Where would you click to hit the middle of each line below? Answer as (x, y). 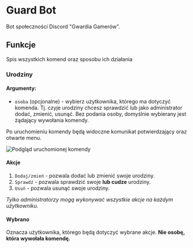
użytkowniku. (22, 206)
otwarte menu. (24, 138)
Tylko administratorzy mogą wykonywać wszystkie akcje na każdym (90, 200)
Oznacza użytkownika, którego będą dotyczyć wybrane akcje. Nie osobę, (96, 232)
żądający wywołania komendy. (52, 120)
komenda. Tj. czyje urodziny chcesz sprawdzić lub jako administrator (98, 108)
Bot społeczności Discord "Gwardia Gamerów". (63, 26)
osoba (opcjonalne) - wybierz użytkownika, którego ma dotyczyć (92, 101)
